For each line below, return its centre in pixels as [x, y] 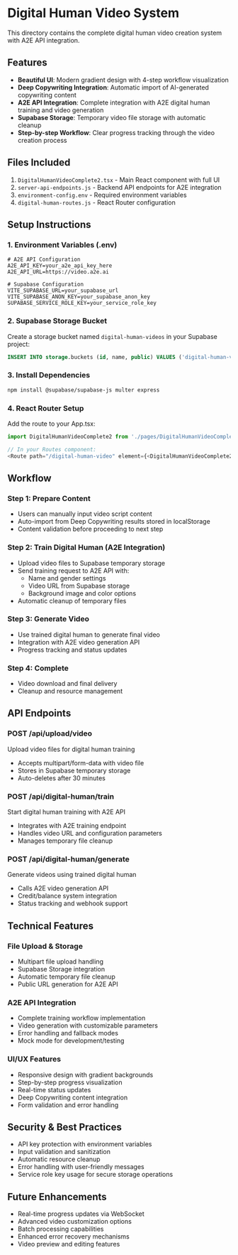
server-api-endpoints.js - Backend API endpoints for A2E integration [119, 187]
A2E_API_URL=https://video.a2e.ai [58, 272]
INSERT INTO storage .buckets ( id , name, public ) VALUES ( [95, 357]
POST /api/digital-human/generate [68, 859]
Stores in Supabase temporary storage [74, 770]
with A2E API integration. [44, 40]
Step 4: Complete [38, 668]
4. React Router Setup [46, 408]
